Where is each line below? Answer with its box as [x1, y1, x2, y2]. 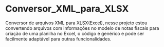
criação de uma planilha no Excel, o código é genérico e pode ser [5, 30, 144, 36]
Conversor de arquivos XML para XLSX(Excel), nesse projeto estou [5, 20, 148, 26]
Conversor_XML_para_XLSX [5, 3, 129, 15]
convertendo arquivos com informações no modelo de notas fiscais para [5, 25, 159, 31]
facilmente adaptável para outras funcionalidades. [5, 36, 112, 42]
